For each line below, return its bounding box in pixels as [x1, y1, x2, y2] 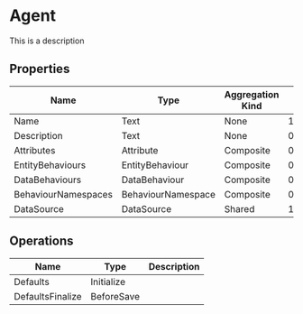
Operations [9, 234, 74, 249]
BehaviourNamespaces [14, 188, 113, 200]
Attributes [14, 143, 56, 156]
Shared [224, 202, 255, 215]
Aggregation [224, 88, 280, 100]
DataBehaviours [14, 173, 82, 186]
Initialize [90, 275, 126, 288]
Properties [9, 61, 70, 77]
